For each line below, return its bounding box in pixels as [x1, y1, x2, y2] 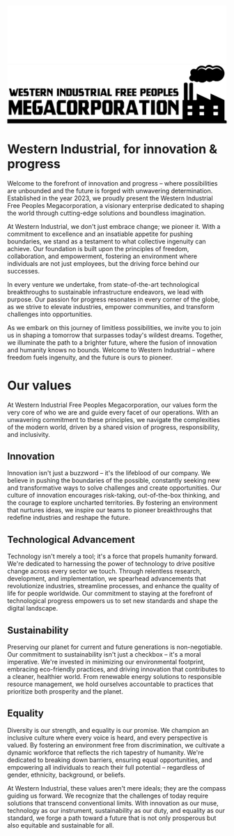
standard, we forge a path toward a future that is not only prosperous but [7, 814, 217, 822]
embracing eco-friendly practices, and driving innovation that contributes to [7, 665, 226, 673]
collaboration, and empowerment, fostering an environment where [7, 252, 197, 260]
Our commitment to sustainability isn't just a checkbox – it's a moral [7, 650, 201, 659]
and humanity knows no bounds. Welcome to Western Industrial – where [7, 345, 215, 354]
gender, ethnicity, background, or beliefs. [7, 770, 125, 779]
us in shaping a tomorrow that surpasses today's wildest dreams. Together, [7, 331, 224, 339]
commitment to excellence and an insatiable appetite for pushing [7, 230, 193, 238]
